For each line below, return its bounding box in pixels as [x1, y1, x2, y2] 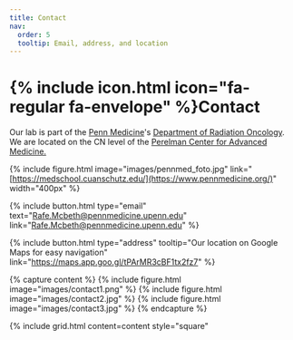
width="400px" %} [9, 183, 81, 194]
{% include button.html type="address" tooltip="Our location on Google [9, 238, 278, 248]
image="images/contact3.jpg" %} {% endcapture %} [9, 303, 208, 314]
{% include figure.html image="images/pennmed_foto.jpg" [9, 164, 229, 175]
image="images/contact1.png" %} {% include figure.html [9, 284, 222, 295]
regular [9, 97, 65, 118]
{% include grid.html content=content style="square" [9, 321, 209, 332]
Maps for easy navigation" [9, 247, 108, 258]
